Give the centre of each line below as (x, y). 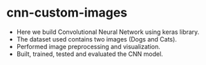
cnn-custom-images (67, 13)
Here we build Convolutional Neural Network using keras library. (108, 32)
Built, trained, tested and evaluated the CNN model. (90, 54)
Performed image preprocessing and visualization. (88, 46)
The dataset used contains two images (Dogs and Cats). (96, 39)
